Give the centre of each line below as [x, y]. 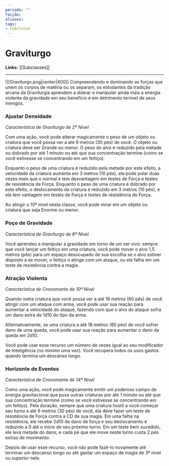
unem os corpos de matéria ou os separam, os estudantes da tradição [78, 87]
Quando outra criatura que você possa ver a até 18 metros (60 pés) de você [84, 299]
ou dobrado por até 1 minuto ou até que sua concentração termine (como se [84, 153]
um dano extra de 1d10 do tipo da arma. [46, 315]
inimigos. [15, 103]
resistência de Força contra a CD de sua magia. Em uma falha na [72, 416]
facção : [13, 15]
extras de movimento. [28, 438]
